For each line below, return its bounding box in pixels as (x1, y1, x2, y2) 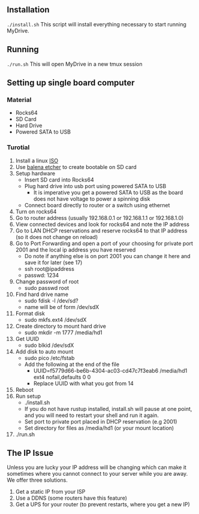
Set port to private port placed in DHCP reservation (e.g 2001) (24, 418, 177, 425)
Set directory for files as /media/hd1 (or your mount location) (24, 424, 174, 431)
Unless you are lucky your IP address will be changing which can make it (7, 464, 186, 471)
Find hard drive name (15, 291, 68, 298)
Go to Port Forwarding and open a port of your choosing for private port (15, 240, 194, 247)
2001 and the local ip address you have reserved (15, 246, 136, 253)
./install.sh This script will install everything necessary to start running (7, 20, 186, 28)
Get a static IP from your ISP (15, 488, 86, 495)
